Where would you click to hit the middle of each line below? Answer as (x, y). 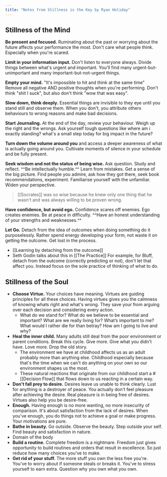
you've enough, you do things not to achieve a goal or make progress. (84, 416)
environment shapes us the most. (54, 368)
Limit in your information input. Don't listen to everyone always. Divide (79, 62)
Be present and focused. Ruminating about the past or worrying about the (82, 42)
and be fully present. (26, 154)
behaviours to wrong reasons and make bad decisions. (62, 113)
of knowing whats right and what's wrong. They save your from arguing (86, 305)
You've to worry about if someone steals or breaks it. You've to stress (84, 464)
